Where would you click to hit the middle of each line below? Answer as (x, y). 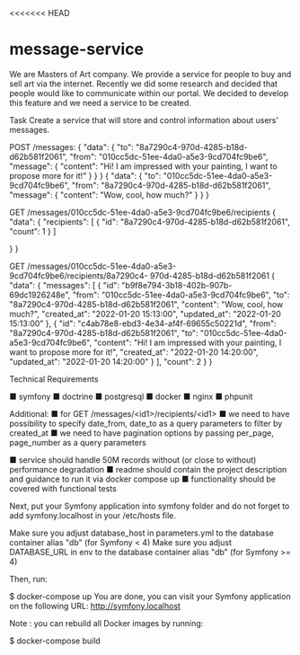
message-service (77, 49)
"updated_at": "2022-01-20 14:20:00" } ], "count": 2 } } (111, 361)
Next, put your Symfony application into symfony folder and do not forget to (150, 506)
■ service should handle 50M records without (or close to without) (133, 460)
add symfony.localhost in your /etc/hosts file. (93, 515)
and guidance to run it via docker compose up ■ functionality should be (143, 479)
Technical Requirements (54, 379)
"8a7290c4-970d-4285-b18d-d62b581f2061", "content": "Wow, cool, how (146, 304)
